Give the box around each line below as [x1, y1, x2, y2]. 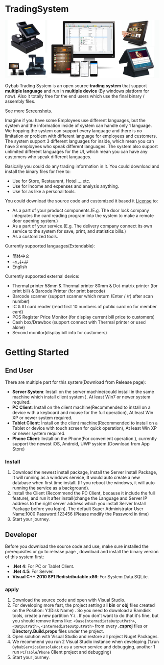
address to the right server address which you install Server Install [12, 501, 146, 507]
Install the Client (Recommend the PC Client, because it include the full [12, 490, 155, 496]
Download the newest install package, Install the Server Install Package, [12, 469, 158, 475]
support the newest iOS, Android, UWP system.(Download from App [12, 441, 150, 446]
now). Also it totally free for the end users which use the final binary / [5, 93, 145, 99]
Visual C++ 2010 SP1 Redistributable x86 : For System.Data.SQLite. [12, 574, 149, 580]
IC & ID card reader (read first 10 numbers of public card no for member [12, 303, 157, 309]
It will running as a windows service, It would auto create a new [12, 474, 141, 481]
